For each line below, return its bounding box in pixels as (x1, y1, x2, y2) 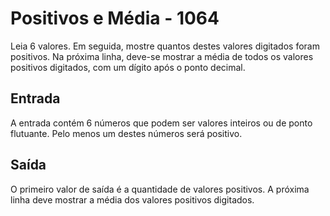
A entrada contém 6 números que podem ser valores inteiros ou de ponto (10, 117, 313, 129)
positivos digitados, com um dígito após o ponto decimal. (10, 61, 246, 73)
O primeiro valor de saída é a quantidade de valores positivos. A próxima (10, 183, 310, 195)
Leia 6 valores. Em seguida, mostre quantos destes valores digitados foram (10, 40, 320, 52)
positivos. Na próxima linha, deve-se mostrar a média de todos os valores (10, 50, 314, 62)
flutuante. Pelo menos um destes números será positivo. (10, 127, 243, 139)
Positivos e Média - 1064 (10, 7, 220, 30)
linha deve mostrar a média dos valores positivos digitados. (10, 193, 255, 206)
